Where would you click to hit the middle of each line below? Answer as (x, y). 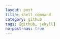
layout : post (19, 10)
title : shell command (28, 15)
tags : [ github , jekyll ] (31, 24)
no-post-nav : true (25, 29)
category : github (24, 19)
